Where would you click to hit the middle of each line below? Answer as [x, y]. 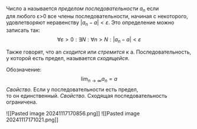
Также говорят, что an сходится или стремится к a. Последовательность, [99, 52]
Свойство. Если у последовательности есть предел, [72, 90]
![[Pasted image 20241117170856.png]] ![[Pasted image [73, 114]
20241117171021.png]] [32, 120]
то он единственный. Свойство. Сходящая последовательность [87, 96]
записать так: [23, 30]
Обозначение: [24, 70]
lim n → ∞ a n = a [99, 80]
